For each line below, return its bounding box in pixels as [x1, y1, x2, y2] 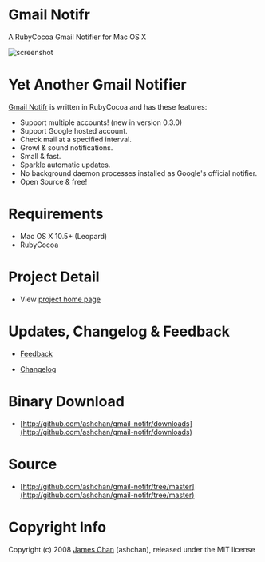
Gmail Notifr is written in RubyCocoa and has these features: [8, 102, 208, 111]
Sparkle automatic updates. [19, 160, 111, 169]
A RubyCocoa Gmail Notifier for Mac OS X [8, 32, 147, 42]
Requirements [8, 205, 104, 223]
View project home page [19, 294, 101, 304]
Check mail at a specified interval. [19, 134, 132, 144]
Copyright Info [8, 518, 107, 536]
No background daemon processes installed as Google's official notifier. [19, 168, 258, 177]
